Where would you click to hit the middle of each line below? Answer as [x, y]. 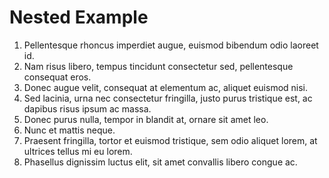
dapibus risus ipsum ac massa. [87, 108]
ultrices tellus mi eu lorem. [78, 151]
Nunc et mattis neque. [69, 130]
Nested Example [79, 17]
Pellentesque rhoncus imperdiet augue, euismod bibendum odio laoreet [171, 45]
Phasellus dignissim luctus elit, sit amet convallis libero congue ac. [160, 162]
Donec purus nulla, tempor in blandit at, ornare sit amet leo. [146, 119]
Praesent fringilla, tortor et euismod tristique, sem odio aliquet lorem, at [170, 140]
